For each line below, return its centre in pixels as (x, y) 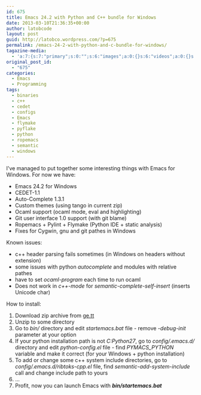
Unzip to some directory (45, 322)
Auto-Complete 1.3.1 (39, 199)
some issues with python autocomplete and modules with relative (96, 267)
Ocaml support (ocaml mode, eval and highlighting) (78, 212)
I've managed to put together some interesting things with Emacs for (91, 168)
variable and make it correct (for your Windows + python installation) (100, 354)
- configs (24, 112)
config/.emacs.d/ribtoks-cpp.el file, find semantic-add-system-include (102, 366)
